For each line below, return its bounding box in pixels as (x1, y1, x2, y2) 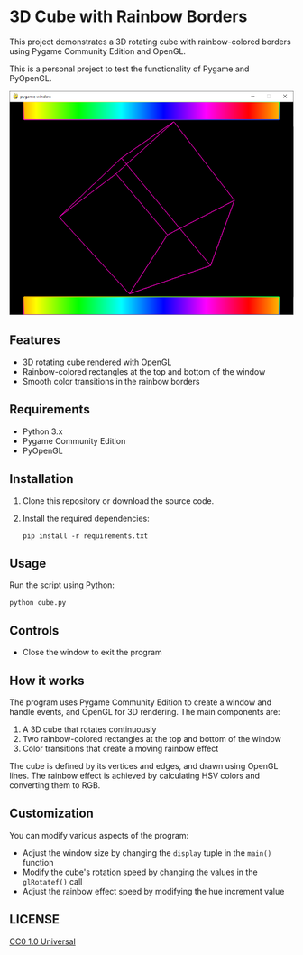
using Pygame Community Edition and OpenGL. (9, 45, 187, 56)
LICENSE (9, 912, 60, 927)
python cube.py (9, 598, 67, 607)
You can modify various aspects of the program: (9, 830, 189, 840)
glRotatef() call (22, 876, 83, 886)
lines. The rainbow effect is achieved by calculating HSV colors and (9, 770, 260, 781)
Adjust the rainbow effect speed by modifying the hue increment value (22, 885, 285, 896)
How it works (9, 672, 85, 688)
